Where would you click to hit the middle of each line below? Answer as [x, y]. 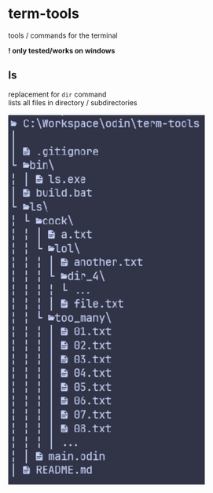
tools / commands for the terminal [63, 35]
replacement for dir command [57, 94]
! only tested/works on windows [62, 50]
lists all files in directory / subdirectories [73, 102]
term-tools [44, 14]
